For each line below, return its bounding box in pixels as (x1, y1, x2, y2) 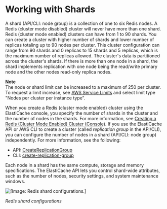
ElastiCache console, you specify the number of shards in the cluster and (5, 110, 158, 116)
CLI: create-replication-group (12, 152, 74, 158)
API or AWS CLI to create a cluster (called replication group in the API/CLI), (5, 126, 161, 132)
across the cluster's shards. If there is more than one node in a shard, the (5, 58, 158, 64)
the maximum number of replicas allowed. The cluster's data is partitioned (5, 52, 160, 59)
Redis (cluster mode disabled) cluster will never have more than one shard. (5, 25, 161, 31)
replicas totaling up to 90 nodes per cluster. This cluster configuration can (5, 42, 160, 48)
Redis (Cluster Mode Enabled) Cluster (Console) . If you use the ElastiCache (5, 121, 162, 127)
